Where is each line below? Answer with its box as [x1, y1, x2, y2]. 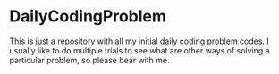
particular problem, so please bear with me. [9, 54, 170, 65]
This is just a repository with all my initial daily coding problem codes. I [9, 36, 270, 46]
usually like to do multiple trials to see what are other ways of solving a [9, 45, 270, 55]
